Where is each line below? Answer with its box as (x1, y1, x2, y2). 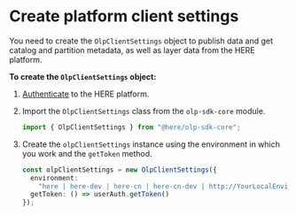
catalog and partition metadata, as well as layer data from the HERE (9, 44, 255, 55)
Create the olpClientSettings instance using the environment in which (21, 139, 281, 150)
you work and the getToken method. (21, 148, 152, 158)
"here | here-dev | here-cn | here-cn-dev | (38, 181, 206, 191)
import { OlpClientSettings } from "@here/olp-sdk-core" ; (21, 122, 241, 132)
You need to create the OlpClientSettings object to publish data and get (9, 35, 273, 46)
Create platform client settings (9, 6, 239, 27)
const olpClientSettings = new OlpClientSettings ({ (21, 165, 217, 174)
